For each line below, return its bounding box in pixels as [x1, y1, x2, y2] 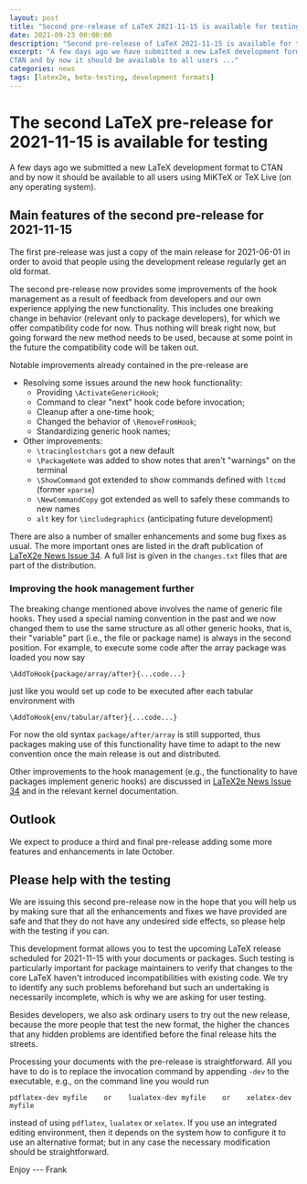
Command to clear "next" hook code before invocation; [36, 396, 245, 407]
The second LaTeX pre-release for [9, 111, 274, 132]
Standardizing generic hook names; [36, 426, 171, 437]
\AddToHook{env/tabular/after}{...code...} [9, 713, 178, 722]
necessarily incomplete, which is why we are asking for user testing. [9, 992, 267, 1003]
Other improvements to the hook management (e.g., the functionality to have [9, 766, 299, 777]
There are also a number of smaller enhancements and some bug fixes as [9, 531, 287, 542]
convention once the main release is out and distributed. [9, 748, 222, 759]
